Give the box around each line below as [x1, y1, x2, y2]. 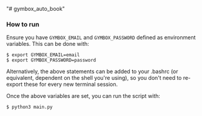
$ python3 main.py [6, 104, 53, 111]
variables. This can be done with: [6, 40, 89, 48]
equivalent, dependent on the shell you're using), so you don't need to [6, 74, 182, 82]
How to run [6, 20, 39, 28]
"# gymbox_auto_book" [6, 5, 66, 12]
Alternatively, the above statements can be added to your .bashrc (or [6, 68, 178, 75]
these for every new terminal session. [24, 81, 118, 88]
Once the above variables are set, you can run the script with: [6, 92, 161, 100]
